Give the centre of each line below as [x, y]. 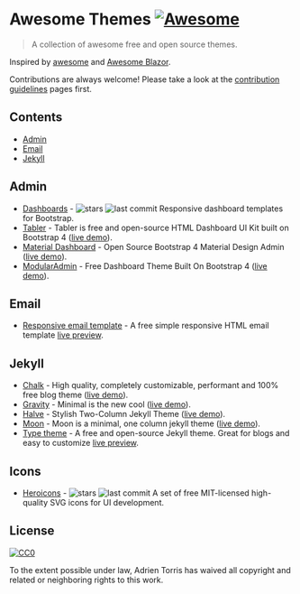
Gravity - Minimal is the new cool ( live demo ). [106, 404]
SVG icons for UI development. [107, 502]
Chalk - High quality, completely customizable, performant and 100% [150, 385]
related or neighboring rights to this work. [86, 580]
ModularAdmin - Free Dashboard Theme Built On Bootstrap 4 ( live [145, 265]
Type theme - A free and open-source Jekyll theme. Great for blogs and [156, 433]
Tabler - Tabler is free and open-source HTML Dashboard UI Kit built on [156, 227]
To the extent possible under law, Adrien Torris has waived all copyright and [150, 570]
